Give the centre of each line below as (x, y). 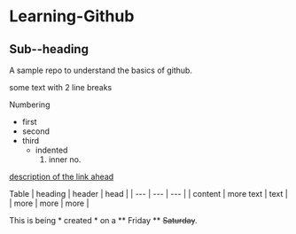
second (36, 131)
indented (51, 150)
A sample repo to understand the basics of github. (101, 70)
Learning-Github (72, 16)
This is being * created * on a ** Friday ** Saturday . (103, 220)
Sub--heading (49, 49)
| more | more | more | (49, 203)
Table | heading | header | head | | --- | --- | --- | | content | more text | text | (148, 194)
